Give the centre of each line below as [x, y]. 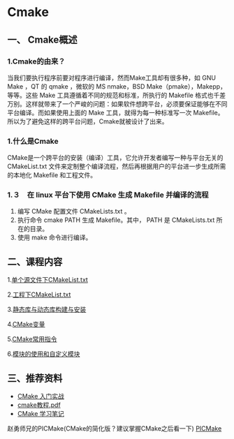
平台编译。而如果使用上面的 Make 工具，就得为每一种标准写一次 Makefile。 [116, 112]
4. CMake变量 [26, 325]
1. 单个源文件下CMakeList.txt [48, 280]
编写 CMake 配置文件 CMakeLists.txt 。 [74, 211]
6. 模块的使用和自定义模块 [44, 354]
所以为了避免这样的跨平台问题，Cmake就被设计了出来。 [88, 121]
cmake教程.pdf [39, 405]
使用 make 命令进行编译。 [54, 237]
